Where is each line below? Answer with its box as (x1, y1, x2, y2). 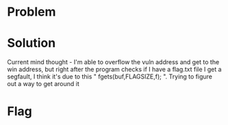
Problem (7, 4, 56, 20)
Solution (7, 36, 56, 51)
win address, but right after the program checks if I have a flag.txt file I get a (7, 66, 222, 74)
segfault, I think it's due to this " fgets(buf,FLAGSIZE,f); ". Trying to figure (7, 72, 213, 81)
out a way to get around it (7, 80, 80, 88)
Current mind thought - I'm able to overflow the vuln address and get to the (7, 58, 220, 66)
